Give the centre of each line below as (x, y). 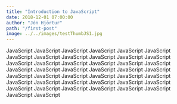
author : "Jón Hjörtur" (34, 23)
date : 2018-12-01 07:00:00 (40, 17)
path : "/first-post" (32, 28)
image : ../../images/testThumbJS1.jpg (54, 34)
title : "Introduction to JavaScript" (53, 12)
